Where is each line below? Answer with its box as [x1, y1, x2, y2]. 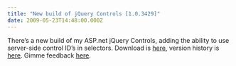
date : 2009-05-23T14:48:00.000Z [7, 17, 103, 24]
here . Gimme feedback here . [7, 51, 91, 60]
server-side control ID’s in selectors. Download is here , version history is [7, 44, 220, 52]
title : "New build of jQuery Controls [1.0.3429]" [7, 10, 161, 18]
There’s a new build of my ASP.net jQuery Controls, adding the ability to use [7, 36, 230, 44]
